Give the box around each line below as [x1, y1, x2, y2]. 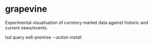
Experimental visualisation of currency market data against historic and [5, 20, 148, 25]
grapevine [5, 3, 47, 15]
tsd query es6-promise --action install [5, 34, 82, 40]
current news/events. [5, 24, 48, 30]
